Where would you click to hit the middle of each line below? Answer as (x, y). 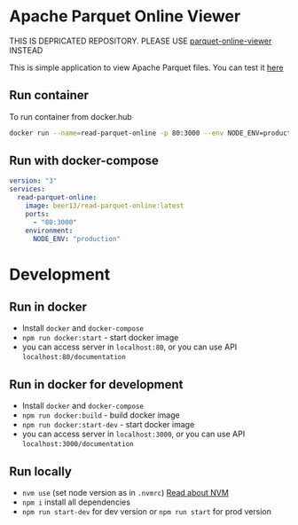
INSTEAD (26, 50)
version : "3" (33, 181)
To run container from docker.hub (71, 116)
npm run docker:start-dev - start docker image (108, 425)
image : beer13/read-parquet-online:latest (105, 206)
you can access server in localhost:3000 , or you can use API (133, 434)
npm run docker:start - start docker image (100, 338)
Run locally (41, 471)
